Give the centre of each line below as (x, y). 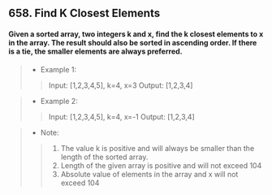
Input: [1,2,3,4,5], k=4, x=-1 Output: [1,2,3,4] (121, 116)
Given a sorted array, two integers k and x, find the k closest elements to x (136, 34)
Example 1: (58, 69)
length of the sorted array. (104, 157)
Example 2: (59, 101)
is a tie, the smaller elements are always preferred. (95, 51)
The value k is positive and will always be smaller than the (158, 148)
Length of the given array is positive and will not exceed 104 (161, 165)
